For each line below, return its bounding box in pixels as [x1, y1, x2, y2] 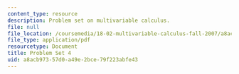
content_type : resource [7, 10, 78, 18]
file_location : [7, 30, 53, 37]
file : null [7, 23, 40, 30]
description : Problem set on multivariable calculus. [7, 17, 171, 24]
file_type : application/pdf [7, 37, 91, 44]
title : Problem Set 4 [7, 50, 72, 57]
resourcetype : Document [7, 43, 78, 50]
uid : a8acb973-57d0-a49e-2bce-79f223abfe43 [7, 56, 139, 63]
